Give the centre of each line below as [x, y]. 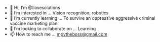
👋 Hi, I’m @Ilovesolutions [35, 8]
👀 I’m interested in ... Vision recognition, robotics [59, 13]
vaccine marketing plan [34, 23]
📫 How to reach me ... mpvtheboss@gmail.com [59, 34]
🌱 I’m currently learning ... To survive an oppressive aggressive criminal [82, 18]
